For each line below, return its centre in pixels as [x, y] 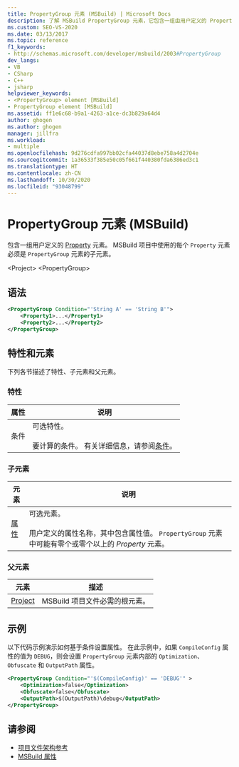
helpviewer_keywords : [39, 93]
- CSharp [20, 73]
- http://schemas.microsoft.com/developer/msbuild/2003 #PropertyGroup [114, 54]
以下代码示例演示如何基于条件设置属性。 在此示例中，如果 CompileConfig [114, 647]
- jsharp [20, 87]
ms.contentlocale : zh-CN [44, 173]
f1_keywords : [27, 47]
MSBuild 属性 [37, 756]
